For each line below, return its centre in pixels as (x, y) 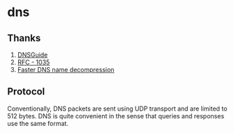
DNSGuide (32, 55)
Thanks (24, 38)
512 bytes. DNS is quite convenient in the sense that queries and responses (116, 115)
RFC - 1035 (34, 62)
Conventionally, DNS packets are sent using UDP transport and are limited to (117, 108)
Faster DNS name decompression (66, 70)
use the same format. (38, 123)
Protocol (26, 92)
